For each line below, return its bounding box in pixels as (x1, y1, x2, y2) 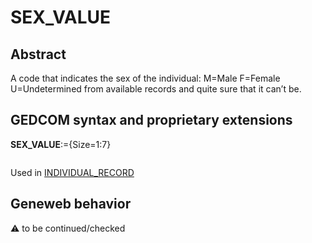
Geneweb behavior (10, 196, 132, 213)
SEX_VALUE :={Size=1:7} (10, 138, 112, 150)
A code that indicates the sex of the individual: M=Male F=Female (10, 72, 281, 84)
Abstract (10, 46, 67, 63)
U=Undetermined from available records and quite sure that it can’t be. (10, 83, 302, 95)
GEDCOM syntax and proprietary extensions (10, 112, 293, 129)
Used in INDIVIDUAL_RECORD (10, 166, 135, 178)
